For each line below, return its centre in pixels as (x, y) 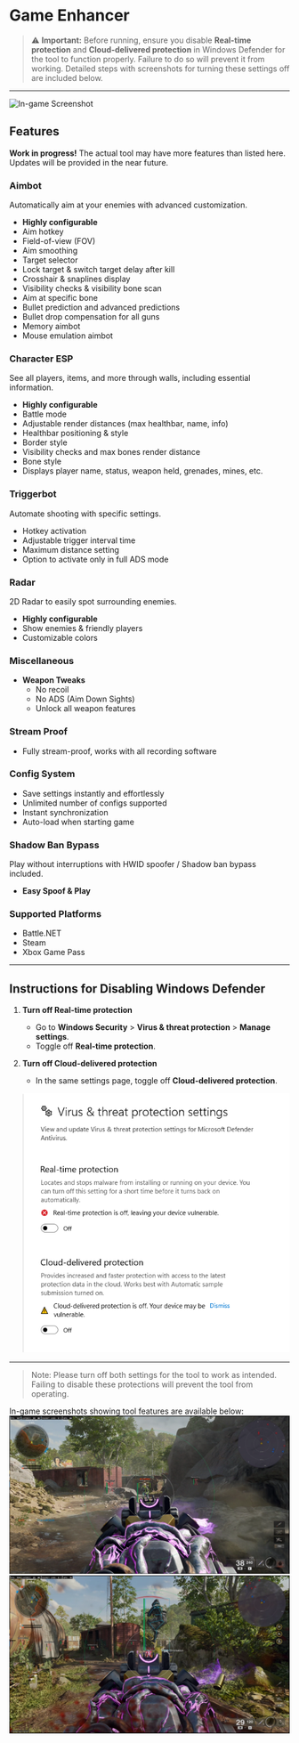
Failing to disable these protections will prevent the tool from (142, 1384)
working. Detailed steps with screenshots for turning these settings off (160, 69)
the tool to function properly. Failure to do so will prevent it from (148, 59)
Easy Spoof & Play (56, 891)
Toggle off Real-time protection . (95, 1046)
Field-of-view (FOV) (59, 241)
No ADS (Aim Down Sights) (85, 699)
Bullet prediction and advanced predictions (101, 307)
